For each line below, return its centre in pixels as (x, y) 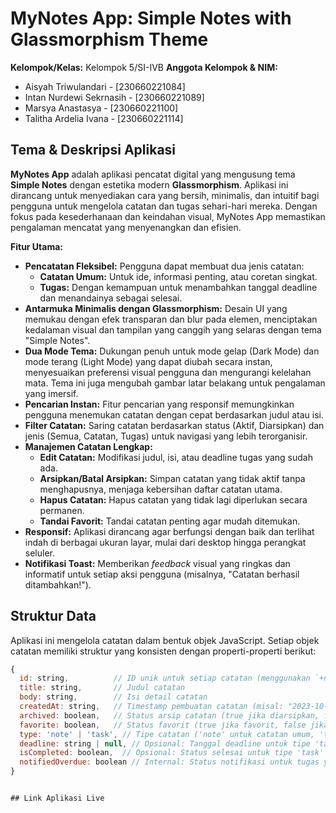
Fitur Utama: (37, 246)
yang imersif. (51, 393)
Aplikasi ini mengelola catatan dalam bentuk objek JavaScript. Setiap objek (165, 640)
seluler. (39, 553)
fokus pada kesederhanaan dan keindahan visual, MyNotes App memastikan (168, 216)
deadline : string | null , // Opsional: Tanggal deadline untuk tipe (165, 743)
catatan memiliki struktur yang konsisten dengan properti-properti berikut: (163, 651)
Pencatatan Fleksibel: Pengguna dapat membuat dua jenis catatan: (164, 266)
